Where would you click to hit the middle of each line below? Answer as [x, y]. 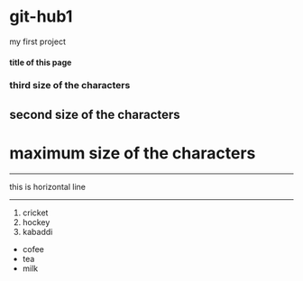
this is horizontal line [48, 186]
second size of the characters [95, 114]
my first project [37, 41]
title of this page [41, 62]
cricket [35, 213]
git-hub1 [41, 17]
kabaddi [37, 231]
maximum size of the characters [133, 154]
